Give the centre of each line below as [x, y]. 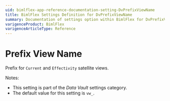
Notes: [12, 78]
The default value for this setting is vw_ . [53, 93]
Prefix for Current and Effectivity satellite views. [57, 68]
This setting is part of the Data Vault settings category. [70, 88]
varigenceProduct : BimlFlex [35, 24]
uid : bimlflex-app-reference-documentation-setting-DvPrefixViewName [80, 10]
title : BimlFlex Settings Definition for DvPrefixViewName [69, 15]
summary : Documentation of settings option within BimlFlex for [74, 19]
